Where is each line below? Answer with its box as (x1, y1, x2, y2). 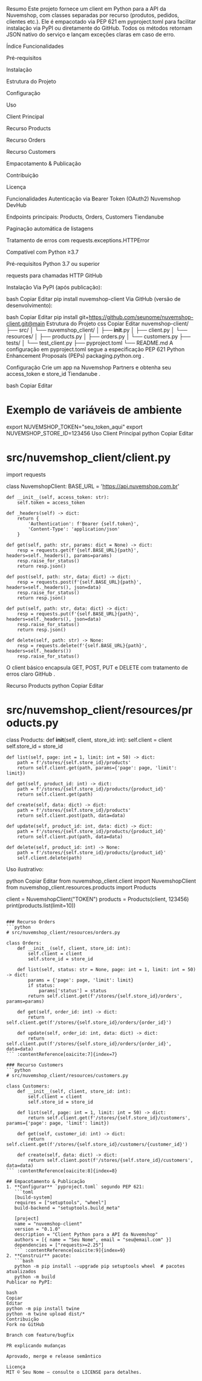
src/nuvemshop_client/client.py (6, 451, 171, 465)
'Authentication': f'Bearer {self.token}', (28, 521, 139, 527)
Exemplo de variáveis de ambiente (6, 403, 183, 417)
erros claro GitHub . (6, 670, 56, 677)
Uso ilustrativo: (6, 865, 44, 872)
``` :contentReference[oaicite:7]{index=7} (6, 1051, 118, 1057)
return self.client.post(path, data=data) (17, 812, 126, 819)
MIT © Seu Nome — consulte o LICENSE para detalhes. (6, 1369, 142, 1375)
